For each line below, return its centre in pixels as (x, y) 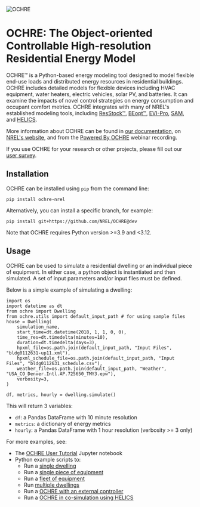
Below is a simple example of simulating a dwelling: (69, 290)
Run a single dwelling (50, 466)
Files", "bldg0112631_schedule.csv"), (54, 363)
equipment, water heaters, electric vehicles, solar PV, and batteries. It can (97, 94)
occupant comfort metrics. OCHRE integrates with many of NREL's (88, 107)
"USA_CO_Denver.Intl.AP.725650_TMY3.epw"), (61, 374)
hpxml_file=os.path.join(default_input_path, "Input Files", (94, 348)
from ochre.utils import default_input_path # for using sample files (96, 316)
